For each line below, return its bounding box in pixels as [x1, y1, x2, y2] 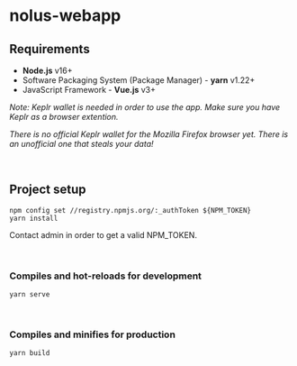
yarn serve [9, 290, 50, 299]
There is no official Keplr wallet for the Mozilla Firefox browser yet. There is [9, 129, 289, 140]
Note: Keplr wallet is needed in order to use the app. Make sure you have [9, 102, 281, 113]
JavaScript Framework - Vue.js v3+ [22, 85, 156, 95]
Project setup [9, 182, 87, 197]
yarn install [9, 214, 58, 223]
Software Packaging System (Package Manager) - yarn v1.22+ [22, 75, 256, 86]
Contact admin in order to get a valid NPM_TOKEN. [9, 229, 198, 240]
